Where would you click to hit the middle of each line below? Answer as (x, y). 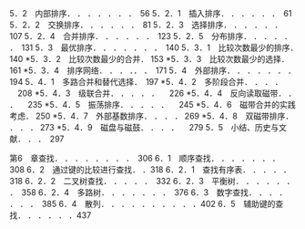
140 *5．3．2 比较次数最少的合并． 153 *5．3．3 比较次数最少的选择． (149, 59)
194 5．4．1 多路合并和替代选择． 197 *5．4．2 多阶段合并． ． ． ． (147, 82)
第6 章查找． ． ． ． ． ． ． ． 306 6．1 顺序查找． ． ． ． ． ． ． (145, 158)
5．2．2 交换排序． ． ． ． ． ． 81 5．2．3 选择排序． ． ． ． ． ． (144, 25)
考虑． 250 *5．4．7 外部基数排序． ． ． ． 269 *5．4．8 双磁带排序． (152, 116)
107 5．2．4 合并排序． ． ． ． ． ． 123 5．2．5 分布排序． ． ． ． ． (151, 36)
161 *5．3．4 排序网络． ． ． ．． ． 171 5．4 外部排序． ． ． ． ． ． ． (151, 70)
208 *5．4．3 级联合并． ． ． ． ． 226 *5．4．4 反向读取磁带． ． (157, 93)
